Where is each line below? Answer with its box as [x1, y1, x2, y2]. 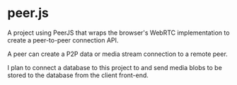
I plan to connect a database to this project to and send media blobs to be [7, 63, 223, 72]
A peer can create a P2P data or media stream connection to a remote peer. [7, 50, 228, 58]
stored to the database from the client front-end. [7, 71, 149, 79]
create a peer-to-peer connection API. [7, 35, 119, 44]
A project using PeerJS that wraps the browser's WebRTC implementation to [7, 28, 230, 37]
